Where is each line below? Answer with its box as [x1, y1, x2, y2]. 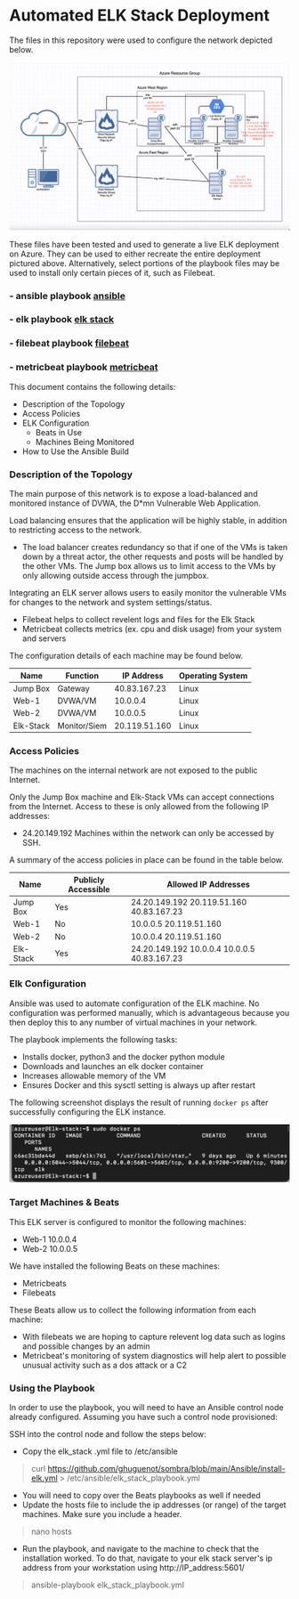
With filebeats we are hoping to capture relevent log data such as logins [21, 1331, 287, 1342]
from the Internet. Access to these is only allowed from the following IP [9, 801, 270, 812]
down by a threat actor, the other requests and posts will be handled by [21, 551, 284, 562]
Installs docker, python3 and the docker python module [21, 1051, 225, 1062]
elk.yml [30, 1473, 58, 1483]
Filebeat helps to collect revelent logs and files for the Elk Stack [21, 614, 255, 624]
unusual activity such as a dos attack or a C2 [21, 1360, 188, 1370]
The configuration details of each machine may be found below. [9, 651, 243, 661]
